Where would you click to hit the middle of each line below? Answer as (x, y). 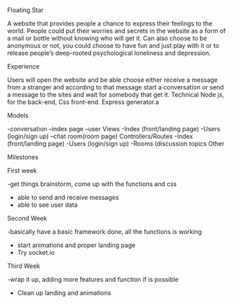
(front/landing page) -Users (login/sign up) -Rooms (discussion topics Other (116, 144)
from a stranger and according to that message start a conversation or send (115, 87)
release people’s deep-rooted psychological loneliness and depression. (109, 53)
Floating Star (25, 10)
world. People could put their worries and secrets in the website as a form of (116, 31)
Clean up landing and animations (64, 293)
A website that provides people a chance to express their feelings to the (110, 23)
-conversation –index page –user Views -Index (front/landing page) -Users (114, 129)
